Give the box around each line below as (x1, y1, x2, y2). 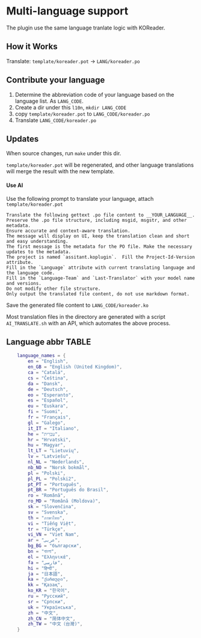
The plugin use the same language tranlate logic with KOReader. (6, 24, 165, 31)
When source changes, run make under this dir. (6, 150, 122, 157)
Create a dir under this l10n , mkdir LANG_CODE (14, 103, 126, 111)
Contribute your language (6, 75, 105, 85)
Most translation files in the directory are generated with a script (6, 313, 165, 320)
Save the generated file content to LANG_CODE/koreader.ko (6, 301, 149, 308)
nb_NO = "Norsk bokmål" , (28, 464, 90, 470)
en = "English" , (28, 358, 69, 364)
